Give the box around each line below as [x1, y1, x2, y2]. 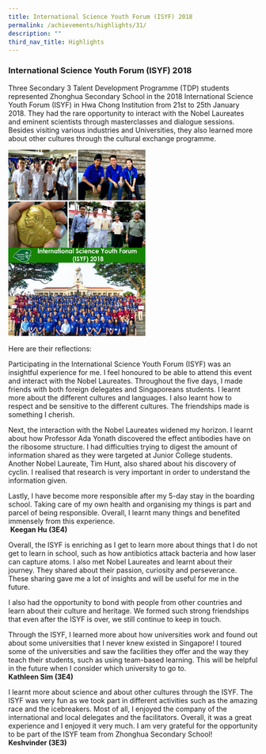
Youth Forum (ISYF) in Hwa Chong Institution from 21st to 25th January [8, 100, 240, 109]
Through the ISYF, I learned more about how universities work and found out [8, 630, 258, 639]
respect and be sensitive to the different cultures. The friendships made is [8, 401, 249, 411]
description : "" [8, 29, 62, 37]
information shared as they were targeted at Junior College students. [8, 450, 234, 460]
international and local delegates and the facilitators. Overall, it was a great [8, 712, 252, 721]
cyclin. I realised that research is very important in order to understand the [8, 467, 251, 477]
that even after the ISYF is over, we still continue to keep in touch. [8, 614, 222, 624]
